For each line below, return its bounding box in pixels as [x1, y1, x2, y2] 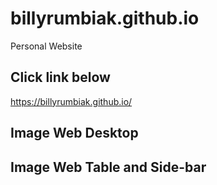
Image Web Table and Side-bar [10, 158, 207, 176]
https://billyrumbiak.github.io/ [10, 95, 133, 107]
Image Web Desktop [10, 125, 139, 142]
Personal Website [10, 40, 83, 52]
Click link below [10, 69, 111, 86]
